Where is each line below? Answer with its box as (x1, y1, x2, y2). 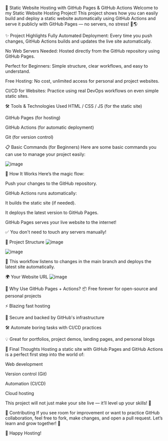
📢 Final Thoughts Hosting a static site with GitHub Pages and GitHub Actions (5, 346, 163, 352)
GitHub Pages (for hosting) (5, 115, 61, 120)
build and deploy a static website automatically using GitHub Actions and (5, 16, 156, 21)
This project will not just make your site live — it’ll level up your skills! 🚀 (5, 400, 151, 406)
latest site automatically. (5, 264, 55, 270)
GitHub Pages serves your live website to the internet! (5, 219, 117, 225)
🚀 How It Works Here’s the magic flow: (5, 171, 85, 176)
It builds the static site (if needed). (5, 200, 76, 205)
